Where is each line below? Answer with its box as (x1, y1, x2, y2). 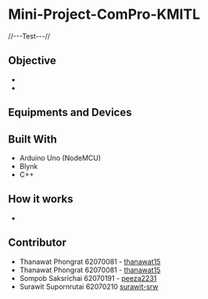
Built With (8, 132, 57, 146)
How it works (8, 193, 74, 206)
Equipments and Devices (8, 106, 132, 119)
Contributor (8, 236, 66, 250)
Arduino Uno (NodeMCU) (19, 153, 102, 162)
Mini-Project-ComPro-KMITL (8, 5, 201, 23)
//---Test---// (8, 31, 51, 41)
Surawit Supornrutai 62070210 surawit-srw (19, 282, 159, 291)
